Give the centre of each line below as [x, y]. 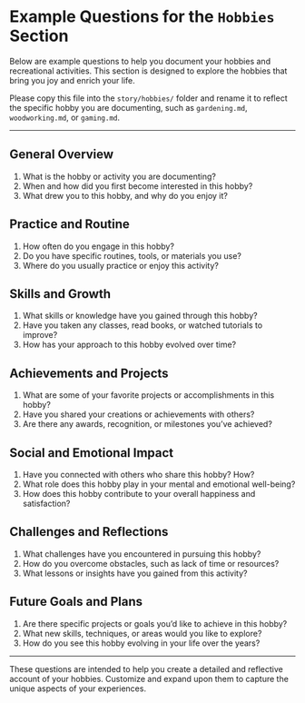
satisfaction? [46, 503]
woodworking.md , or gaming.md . [65, 117]
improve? [40, 335]
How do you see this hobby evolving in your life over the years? [141, 643]
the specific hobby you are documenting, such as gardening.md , [128, 107]
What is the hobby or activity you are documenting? [119, 176]
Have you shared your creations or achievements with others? [138, 414]
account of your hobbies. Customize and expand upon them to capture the [149, 678]
